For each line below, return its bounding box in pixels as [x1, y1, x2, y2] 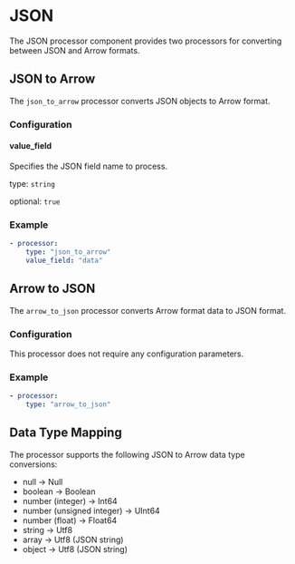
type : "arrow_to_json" [25, 400, 111, 409]
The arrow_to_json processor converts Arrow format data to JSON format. [9, 305, 287, 316]
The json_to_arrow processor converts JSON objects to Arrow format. [9, 95, 271, 106]
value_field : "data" [25, 256, 103, 265]
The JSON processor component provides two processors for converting [9, 35, 282, 46]
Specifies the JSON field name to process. [9, 160, 168, 171]
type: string [9, 178, 56, 189]
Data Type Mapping [9, 425, 122, 441]
